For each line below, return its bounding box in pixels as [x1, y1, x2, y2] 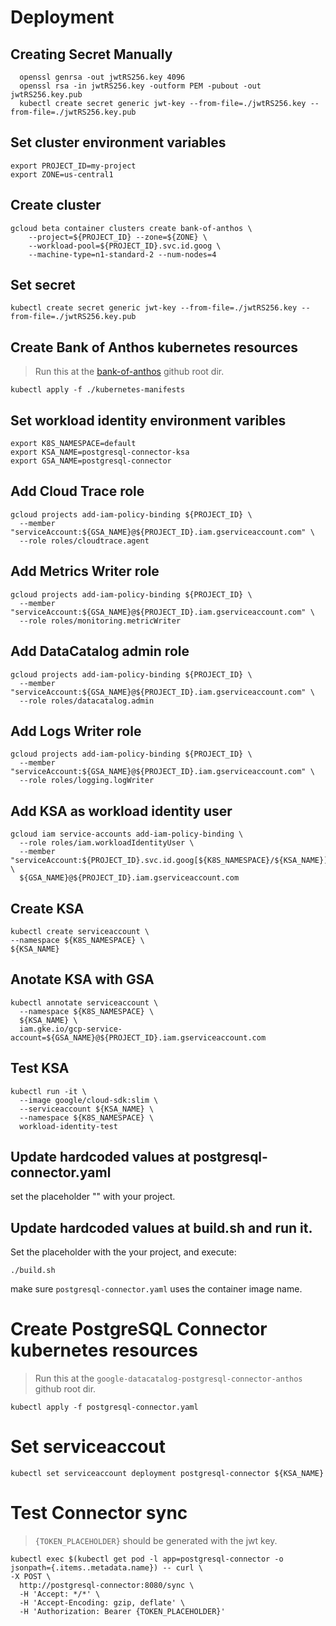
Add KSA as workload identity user [10, 802, 233, 820]
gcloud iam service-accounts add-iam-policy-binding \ [10, 829, 244, 840]
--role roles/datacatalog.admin [19, 696, 155, 706]
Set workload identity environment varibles [10, 412, 287, 429]
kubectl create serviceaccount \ [10, 926, 150, 936]
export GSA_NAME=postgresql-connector [10, 456, 172, 466]
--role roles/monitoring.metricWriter [19, 616, 182, 626]
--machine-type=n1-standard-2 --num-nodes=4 [28, 249, 217, 260]
